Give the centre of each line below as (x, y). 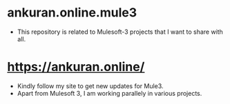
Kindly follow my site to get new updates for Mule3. (90, 86)
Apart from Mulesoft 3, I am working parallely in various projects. (109, 93)
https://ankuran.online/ (76, 67)
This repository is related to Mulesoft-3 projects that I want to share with (120, 32)
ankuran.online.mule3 (72, 13)
